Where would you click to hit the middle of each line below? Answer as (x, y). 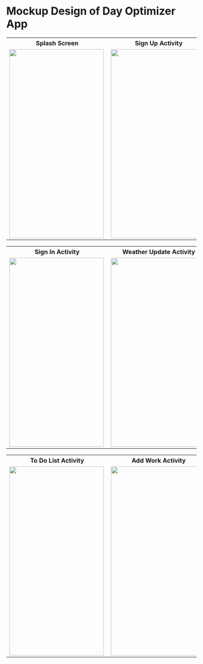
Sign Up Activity (159, 43)
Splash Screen (57, 43)
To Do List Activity (57, 460)
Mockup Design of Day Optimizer (91, 11)
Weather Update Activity (159, 252)
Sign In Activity (57, 252)
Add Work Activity (159, 460)
